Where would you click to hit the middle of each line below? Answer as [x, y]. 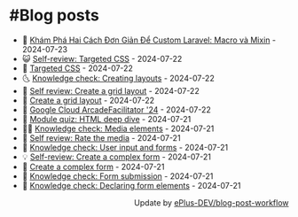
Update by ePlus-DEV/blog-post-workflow [212, 202]
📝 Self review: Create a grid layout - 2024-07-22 [110, 90]
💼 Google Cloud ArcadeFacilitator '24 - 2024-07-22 [116, 109]
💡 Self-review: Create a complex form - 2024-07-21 [116, 157]
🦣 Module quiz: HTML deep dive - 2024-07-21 [106, 119]
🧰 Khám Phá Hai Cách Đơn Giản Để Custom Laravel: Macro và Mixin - [149, 40]
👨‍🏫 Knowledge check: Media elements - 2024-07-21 [118, 128]
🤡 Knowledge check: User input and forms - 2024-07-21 [125, 147]
